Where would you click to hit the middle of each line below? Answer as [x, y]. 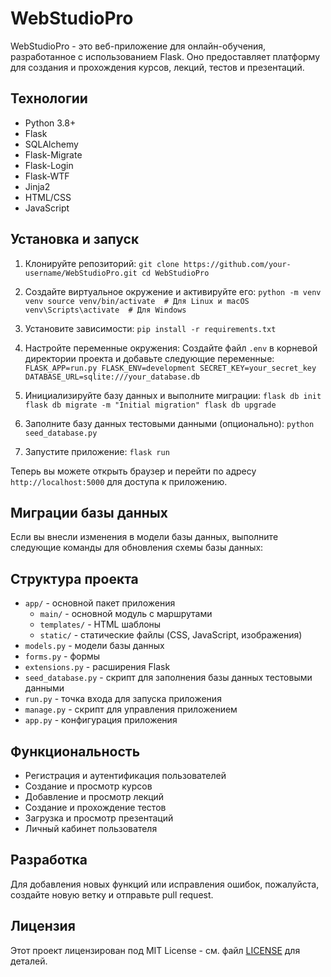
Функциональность [75, 751]
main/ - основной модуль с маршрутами [126, 614]
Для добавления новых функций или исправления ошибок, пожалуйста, [165, 884]
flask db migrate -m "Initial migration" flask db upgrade [150, 405]
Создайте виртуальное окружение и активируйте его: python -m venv [173, 291]
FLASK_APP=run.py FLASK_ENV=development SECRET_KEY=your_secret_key [170, 368]
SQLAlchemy [51, 144]
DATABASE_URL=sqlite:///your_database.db [112, 377]
